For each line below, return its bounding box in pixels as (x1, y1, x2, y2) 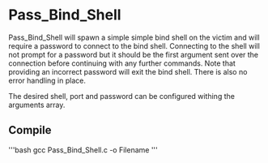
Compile (8, 123, 52, 137)
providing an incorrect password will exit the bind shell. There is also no (8, 66, 248, 76)
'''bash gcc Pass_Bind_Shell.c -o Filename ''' (8, 144, 158, 155)
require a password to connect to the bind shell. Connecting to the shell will (8, 41, 261, 50)
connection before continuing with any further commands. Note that (8, 58, 236, 68)
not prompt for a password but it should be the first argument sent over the (8, 49, 259, 59)
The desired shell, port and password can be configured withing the (8, 91, 235, 101)
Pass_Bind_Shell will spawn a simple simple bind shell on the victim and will (8, 32, 261, 42)
